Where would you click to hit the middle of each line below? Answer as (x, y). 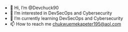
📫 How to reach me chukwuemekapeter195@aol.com (65, 24)
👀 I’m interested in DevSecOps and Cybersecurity (61, 13)
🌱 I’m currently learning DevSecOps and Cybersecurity (66, 18)
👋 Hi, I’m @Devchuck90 (34, 8)
